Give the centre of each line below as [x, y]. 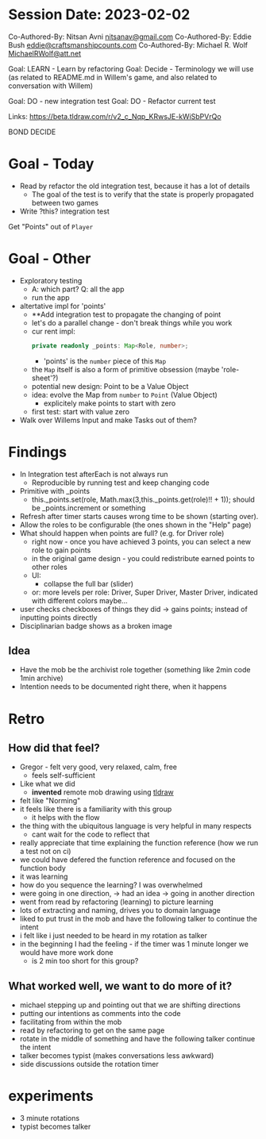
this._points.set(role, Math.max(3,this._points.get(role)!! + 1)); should [143, 499]
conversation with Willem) [51, 86]
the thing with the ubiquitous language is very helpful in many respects [135, 826]
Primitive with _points [54, 491]
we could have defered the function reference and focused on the [127, 860]
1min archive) [41, 678]
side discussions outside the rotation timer [89, 1064]
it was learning [44, 877]
